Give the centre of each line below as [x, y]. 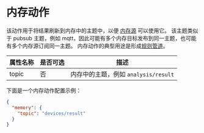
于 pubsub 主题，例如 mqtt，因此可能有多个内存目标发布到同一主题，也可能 [101, 38]
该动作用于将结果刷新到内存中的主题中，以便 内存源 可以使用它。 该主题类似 [102, 31]
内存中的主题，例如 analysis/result [122, 74]
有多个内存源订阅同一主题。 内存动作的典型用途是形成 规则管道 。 [87, 46]
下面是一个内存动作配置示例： [44, 90]
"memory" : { [27, 107]
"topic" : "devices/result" [52, 113]
